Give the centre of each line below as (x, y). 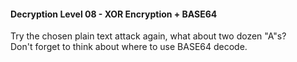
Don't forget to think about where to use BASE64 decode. (129, 47)
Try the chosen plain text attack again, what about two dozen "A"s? (148, 36)
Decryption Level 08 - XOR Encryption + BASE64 (114, 14)
